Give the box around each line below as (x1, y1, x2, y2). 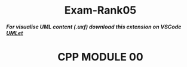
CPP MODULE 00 (57, 50, 143, 64)
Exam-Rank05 (64, 4, 137, 17)
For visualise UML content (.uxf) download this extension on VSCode (6, 23, 182, 30)
